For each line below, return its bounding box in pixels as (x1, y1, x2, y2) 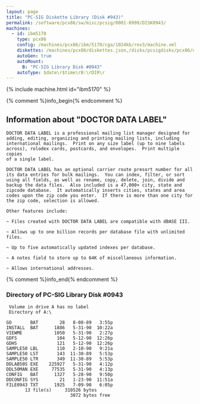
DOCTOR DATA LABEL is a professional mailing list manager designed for (6, 130, 190, 137)
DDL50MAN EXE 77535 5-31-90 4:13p (6, 367, 113, 373)
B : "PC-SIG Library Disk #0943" (21, 64, 102, 70)
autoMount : (17, 58, 44, 64)
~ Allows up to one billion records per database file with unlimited (6, 229, 185, 235)
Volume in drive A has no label (8, 304, 89, 310)
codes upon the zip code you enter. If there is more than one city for (6, 192, 193, 199)
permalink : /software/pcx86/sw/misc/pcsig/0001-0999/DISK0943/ (6, 20, 167, 26)
